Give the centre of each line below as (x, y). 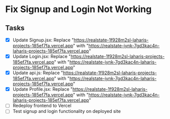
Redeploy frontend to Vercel (42, 106)
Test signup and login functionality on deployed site (66, 111)
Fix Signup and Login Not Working (78, 9)
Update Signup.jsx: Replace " (43, 40)
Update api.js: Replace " (38, 73)
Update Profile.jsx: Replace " (43, 89)
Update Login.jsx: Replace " (42, 56)
